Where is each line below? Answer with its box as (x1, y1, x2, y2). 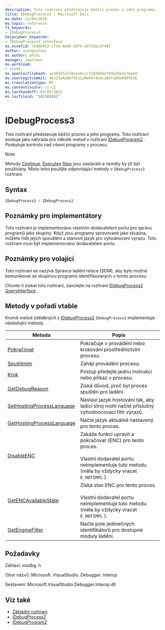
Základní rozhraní (12, 609, 48, 615)
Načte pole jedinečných (80, 520, 135, 527)
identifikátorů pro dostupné (80, 526, 143, 533)
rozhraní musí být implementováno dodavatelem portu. (5, 240, 116, 246)
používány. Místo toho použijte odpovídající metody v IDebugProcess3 (5, 166, 145, 172)
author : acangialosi (5, 48, 48, 53)
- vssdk (5, 67, 21, 72)
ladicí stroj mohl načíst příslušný (80, 403, 154, 410)
